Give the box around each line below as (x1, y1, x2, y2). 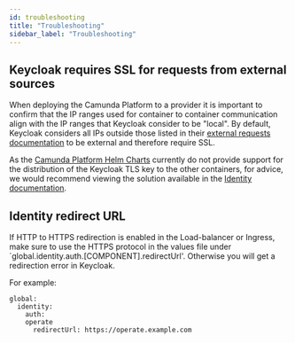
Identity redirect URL (9, 208, 126, 223)
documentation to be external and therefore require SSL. (9, 137, 215, 148)
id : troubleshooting (9, 12, 86, 22)
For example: (9, 277, 58, 288)
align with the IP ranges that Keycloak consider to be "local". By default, (9, 119, 272, 129)
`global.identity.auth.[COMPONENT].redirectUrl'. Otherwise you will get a (9, 251, 276, 261)
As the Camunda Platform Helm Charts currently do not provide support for (9, 154, 283, 165)
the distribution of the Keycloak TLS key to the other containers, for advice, (9, 164, 283, 175)
